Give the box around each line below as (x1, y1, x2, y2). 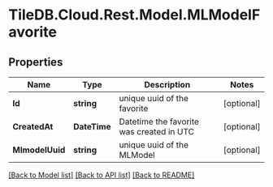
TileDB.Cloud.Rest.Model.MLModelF (8, 6, 261, 24)
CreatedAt (12, 121, 54, 132)
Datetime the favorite (119, 116, 199, 127)
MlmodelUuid (12, 144, 66, 155)
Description (144, 79, 191, 90)
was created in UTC (119, 126, 195, 137)
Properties (8, 55, 63, 69)
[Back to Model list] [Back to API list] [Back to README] (8, 170, 195, 180)
